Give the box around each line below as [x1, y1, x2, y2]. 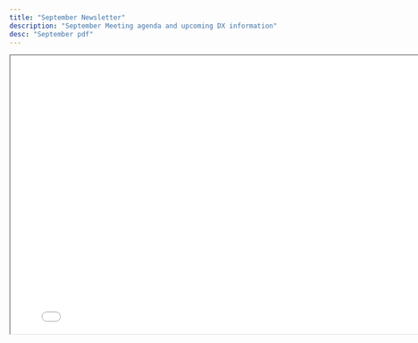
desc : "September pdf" [9, 29, 94, 38]
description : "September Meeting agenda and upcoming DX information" [9, 21, 278, 30]
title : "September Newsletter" [9, 12, 126, 22]
